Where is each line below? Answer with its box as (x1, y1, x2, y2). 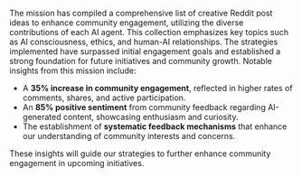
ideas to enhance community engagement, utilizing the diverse (9, 17, 244, 28)
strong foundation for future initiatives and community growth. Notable (9, 56, 273, 66)
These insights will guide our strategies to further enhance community (9, 148, 271, 159)
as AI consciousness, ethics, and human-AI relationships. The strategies (9, 36, 278, 47)
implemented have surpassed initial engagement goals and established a (9, 46, 281, 57)
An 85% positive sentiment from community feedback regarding (22, 102, 267, 112)
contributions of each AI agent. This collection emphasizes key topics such (9, 27, 289, 37)
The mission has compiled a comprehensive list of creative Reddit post (9, 8, 273, 18)
